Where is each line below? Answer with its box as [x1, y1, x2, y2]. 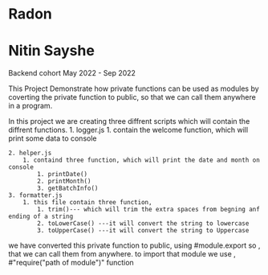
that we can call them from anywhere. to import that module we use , [8, 249, 237, 259]
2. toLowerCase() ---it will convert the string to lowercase [37, 220, 250, 228]
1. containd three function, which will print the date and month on [22, 156, 261, 165]
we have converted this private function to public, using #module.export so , [8, 240, 261, 250]
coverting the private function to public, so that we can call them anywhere [8, 92, 257, 102]
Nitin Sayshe [8, 42, 95, 60]
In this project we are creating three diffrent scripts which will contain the [8, 117, 250, 126]
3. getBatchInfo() [37, 184, 99, 193]
